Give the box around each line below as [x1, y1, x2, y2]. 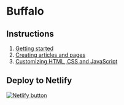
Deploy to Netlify [6, 75, 72, 86]
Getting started [15, 45, 54, 52]
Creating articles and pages [15, 51, 86, 59]
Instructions [6, 29, 54, 39]
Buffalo [6, 4, 44, 18]
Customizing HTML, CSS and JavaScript [15, 58, 118, 65]
